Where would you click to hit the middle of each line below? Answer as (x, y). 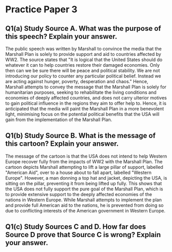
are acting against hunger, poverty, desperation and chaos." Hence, (77, 81)
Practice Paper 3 (41, 9)
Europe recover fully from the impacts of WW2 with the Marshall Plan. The (84, 161)
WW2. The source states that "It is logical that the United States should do (84, 60)
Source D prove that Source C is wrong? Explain (83, 235)
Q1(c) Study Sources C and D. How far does (76, 227)
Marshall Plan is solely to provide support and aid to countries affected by (83, 54)
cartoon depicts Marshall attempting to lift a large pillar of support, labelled (84, 167)
